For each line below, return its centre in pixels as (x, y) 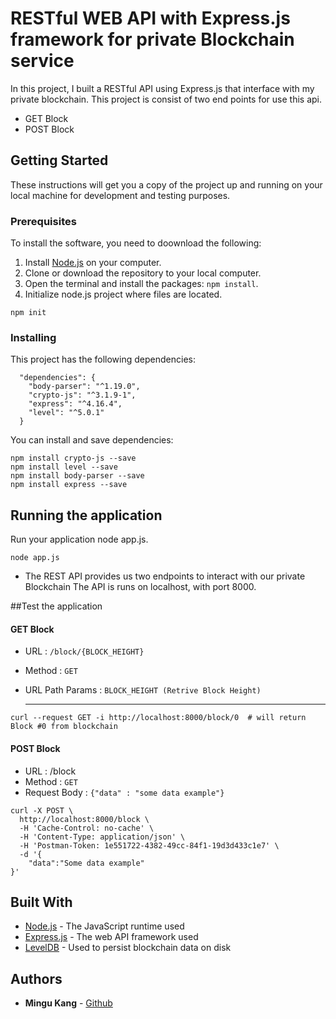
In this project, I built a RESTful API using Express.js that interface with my (162, 88)
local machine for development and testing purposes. (120, 195)
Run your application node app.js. (79, 539)
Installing (33, 337)
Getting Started (59, 160)
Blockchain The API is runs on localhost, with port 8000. (140, 587)
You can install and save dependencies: (92, 440)
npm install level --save (64, 467)
